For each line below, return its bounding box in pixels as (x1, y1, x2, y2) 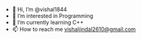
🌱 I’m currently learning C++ (12, 19, 84, 26)
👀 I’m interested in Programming (12, 12, 94, 19)
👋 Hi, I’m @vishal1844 (12, 6, 67, 13)
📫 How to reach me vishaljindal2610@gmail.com (12, 26, 136, 33)
